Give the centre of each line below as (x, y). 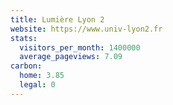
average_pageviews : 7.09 (71, 57)
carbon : (26, 66)
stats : (24, 38)
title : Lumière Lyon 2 (57, 19)
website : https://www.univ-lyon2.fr (86, 29)
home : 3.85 (42, 76)
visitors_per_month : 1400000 (80, 47)
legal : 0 (37, 85)
